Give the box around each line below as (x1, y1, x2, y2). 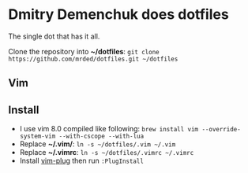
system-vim (19, 132, 56, 141)
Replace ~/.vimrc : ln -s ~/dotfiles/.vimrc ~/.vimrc (19, 148, 194, 157)
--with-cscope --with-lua (58, 132, 145, 141)
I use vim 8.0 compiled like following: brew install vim (19, 124, 199, 134)
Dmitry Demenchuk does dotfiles (8, 6, 229, 24)
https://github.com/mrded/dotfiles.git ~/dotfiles (8, 55, 178, 63)
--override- (201, 126, 241, 134)
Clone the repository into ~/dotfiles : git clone (8, 46, 160, 56)
